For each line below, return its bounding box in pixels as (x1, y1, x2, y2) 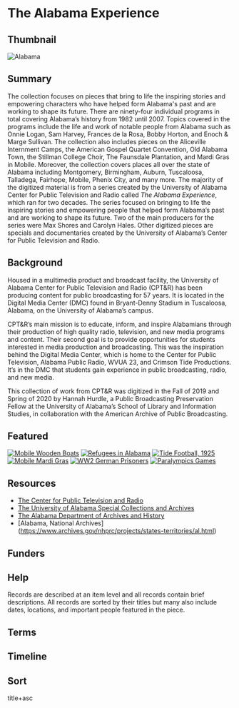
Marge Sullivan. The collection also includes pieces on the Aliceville (7, 137, 206, 146)
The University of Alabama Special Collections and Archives (17, 504, 195, 512)
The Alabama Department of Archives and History (17, 512, 165, 520)
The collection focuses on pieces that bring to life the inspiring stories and (7, 91, 226, 101)
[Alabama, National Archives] (17, 519, 104, 527)
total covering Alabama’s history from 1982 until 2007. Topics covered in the (7, 114, 230, 123)
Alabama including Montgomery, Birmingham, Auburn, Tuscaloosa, (7, 168, 205, 176)
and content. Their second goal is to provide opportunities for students (7, 335, 215, 343)
